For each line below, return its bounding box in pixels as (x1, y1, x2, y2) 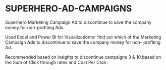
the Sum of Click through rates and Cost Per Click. (5, 59, 108, 65)
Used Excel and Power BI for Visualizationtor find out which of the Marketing (5, 34, 162, 40)
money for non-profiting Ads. (5, 24, 65, 30)
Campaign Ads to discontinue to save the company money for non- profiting (5, 39, 161, 45)
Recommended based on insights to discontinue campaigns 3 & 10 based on (5, 54, 161, 60)
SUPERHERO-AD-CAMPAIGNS (5, 3, 132, 14)
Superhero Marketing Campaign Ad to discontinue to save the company (5, 19, 152, 25)
